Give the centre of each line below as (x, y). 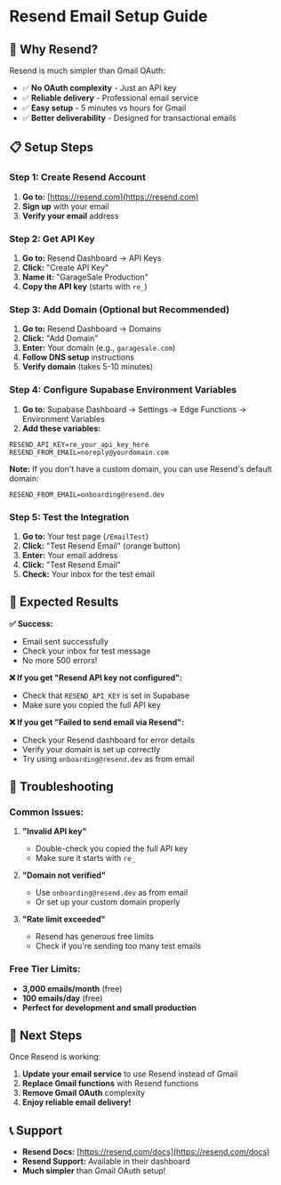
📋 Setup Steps (52, 147)
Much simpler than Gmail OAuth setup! (94, 1171)
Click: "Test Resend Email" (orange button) (101, 546)
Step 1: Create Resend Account (78, 177)
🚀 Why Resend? (54, 49)
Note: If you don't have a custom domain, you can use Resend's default (141, 468)
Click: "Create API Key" (65, 267)
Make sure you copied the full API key (92, 704)
